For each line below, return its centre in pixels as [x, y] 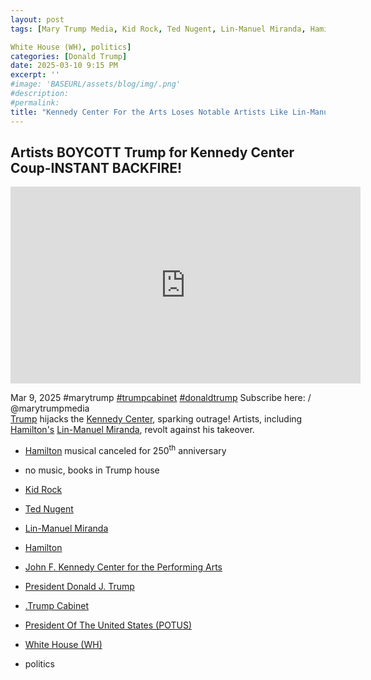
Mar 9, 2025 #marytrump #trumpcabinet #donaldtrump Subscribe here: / [161, 398]
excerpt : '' [35, 75]
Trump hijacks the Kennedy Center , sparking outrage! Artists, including [156, 419]
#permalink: [35, 102]
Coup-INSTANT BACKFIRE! [96, 167]
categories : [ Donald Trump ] [69, 56]
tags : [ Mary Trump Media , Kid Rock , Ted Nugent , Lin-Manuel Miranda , [158, 29]
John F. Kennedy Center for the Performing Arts [123, 567]
